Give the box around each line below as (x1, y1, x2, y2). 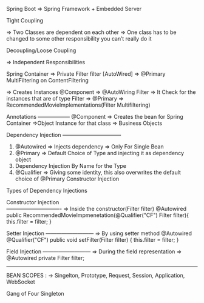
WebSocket (6, 278, 35, 285)
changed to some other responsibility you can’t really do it (6, 35, 152, 42)
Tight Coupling (6, 17, 44, 24)
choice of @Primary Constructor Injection (15, 175, 120, 182)
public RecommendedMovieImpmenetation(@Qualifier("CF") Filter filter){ (6, 211, 189, 219)
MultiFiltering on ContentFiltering (6, 77, 89, 84)
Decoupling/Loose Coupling (6, 47, 76, 54)
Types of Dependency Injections (6, 187, 88, 194)
